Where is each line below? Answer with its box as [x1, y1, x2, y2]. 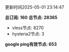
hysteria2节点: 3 [12, 31, 44, 36]
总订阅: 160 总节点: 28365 [5, 15, 58, 20]
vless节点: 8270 [12, 25, 44, 31]
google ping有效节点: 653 [5, 41, 57, 47]
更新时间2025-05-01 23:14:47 [5, 4, 64, 10]
